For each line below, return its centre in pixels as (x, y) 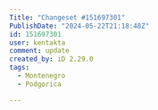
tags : (19, 68)
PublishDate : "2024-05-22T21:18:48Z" (79, 26)
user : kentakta (37, 42)
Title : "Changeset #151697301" (67, 17)
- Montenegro (42, 76)
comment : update (39, 51)
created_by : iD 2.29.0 (51, 59)
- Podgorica (40, 84)
